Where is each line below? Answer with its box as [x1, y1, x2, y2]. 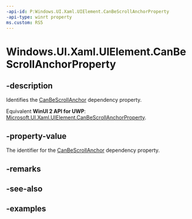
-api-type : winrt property [6, 14, 72, 20]
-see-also [6, 184, 43, 194]
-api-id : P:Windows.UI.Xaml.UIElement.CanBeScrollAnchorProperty [6, 8, 169, 15]
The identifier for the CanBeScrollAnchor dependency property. [6, 147, 160, 154]
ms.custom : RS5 [6, 19, 43, 25]
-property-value [6, 131, 67, 141]
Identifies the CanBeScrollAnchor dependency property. [6, 97, 142, 104]
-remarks [6, 164, 41, 174]
